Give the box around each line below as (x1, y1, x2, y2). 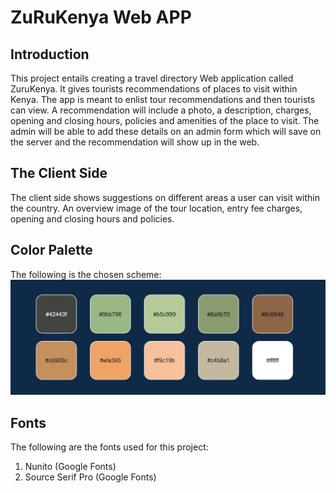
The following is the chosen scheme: (10, 268, 162, 280)
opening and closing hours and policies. (10, 212, 175, 225)
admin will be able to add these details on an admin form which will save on (10, 126, 322, 137)
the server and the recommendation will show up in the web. (10, 136, 260, 148)
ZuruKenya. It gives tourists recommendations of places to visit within (10, 83, 298, 95)
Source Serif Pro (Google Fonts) (24, 471, 157, 483)
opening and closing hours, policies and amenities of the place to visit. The (10, 115, 320, 126)
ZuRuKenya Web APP (10, 6, 192, 29)
